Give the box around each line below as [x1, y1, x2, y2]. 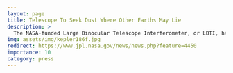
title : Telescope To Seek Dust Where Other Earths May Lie [7, 17, 182, 24]
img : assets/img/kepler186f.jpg [7, 36, 101, 43]
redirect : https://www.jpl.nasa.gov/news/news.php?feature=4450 [7, 42, 197, 49]
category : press [7, 56, 54, 63]
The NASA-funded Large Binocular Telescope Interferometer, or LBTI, [13, 29, 218, 37]
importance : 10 [7, 49, 51, 56]
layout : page [7, 10, 45, 17]
